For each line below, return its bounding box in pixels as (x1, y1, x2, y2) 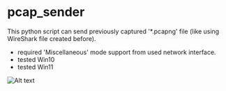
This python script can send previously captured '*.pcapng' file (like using (7, 27, 220, 35)
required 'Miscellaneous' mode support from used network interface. (17, 48, 216, 56)
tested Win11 (17, 63, 54, 71)
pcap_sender (7, 4, 85, 20)
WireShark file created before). (7, 34, 96, 42)
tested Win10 (17, 55, 55, 63)
